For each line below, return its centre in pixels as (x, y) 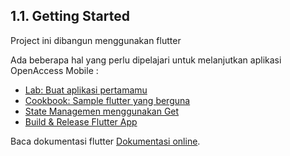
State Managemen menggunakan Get (102, 111)
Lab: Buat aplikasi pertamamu (86, 90)
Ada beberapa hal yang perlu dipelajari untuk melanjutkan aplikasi (146, 60)
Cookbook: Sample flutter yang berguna (107, 100)
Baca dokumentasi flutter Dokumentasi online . (105, 141)
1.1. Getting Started (70, 16)
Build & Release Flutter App (81, 121)
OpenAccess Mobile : (54, 70)
